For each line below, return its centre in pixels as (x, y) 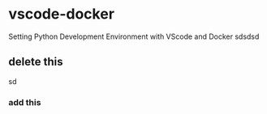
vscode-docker (62, 14)
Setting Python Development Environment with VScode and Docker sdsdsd (134, 36)
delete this (36, 62)
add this (25, 102)
